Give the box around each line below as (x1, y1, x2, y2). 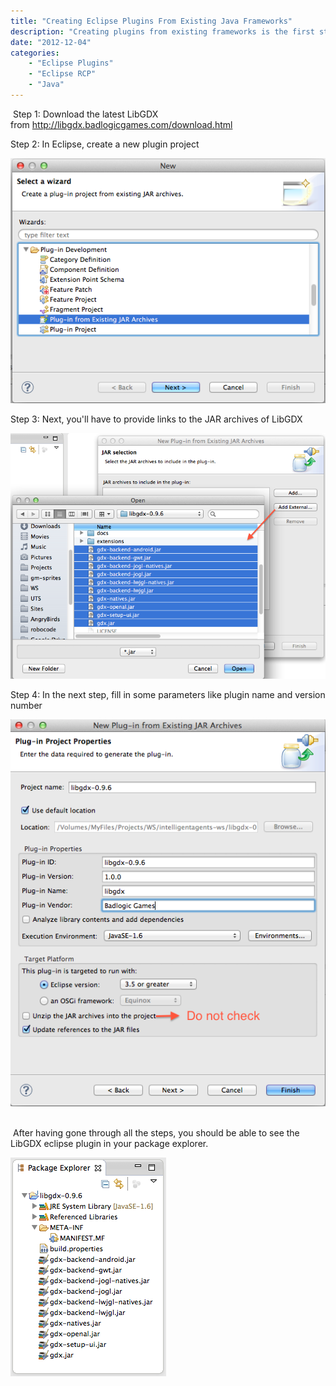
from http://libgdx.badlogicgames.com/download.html (10, 118, 233, 130)
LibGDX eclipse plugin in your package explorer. (10, 1137, 209, 1149)
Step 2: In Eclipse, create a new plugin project (10, 138, 200, 150)
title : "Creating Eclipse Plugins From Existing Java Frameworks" (10, 16, 293, 26)
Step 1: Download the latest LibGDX (12, 108, 159, 120)
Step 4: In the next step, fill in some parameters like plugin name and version (10, 688, 326, 700)
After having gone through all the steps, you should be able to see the (12, 1126, 300, 1139)
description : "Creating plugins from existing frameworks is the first (10, 26, 315, 37)
